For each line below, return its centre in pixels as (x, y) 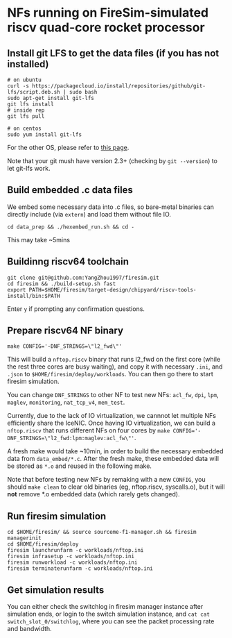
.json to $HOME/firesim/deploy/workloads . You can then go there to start (110, 374)
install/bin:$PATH (34, 296)
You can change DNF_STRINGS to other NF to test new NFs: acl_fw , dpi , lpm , (113, 395)
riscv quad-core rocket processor (106, 27)
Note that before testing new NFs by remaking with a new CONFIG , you (106, 480)
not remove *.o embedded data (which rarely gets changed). (93, 494)
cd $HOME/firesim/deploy (43, 544)
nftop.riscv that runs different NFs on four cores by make (89, 430)
